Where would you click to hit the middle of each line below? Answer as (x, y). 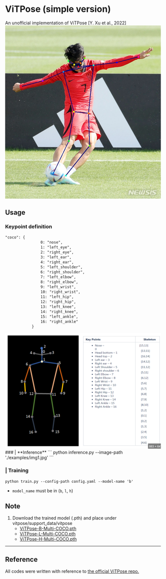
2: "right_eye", (57, 252)
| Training (17, 470)
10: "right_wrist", (60, 292)
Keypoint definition (29, 227)
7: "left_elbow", (58, 277)
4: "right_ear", (57, 262)
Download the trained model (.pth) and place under (64, 518)
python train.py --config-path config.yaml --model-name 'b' (69, 481)
